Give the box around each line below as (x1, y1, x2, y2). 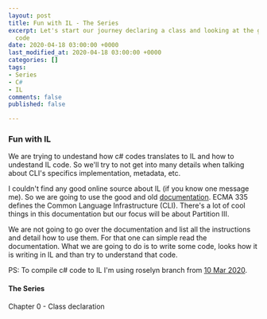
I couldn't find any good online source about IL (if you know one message (8, 184, 250, 193)
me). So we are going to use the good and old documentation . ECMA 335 (8, 193, 249, 202)
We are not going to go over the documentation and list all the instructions (8, 224, 251, 235)
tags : (8, 64, 26, 72)
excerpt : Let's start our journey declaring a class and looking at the (8, 26, 254, 34)
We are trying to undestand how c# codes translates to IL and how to (8, 152, 234, 161)
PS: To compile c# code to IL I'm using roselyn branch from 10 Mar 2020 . (8, 266, 248, 275)
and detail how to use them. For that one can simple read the (8, 233, 207, 243)
